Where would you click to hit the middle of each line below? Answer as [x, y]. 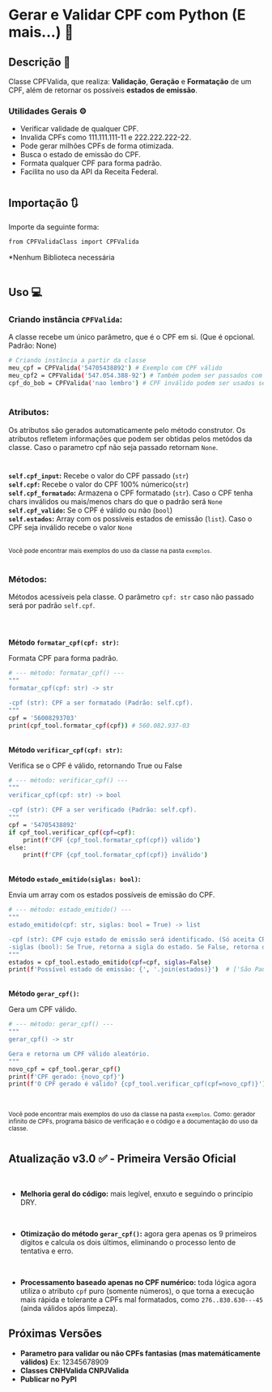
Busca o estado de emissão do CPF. [81, 155]
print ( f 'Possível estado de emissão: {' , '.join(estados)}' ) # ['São [130, 970]
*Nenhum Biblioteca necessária [62, 257]
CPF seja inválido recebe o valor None [70, 527]
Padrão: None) [33, 345]
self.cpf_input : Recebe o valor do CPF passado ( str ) [98, 475]
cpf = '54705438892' [43, 824]
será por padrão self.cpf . [52, 606]
